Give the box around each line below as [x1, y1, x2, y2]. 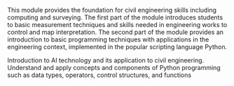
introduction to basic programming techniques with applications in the [7, 35, 209, 44]
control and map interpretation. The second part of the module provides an [7, 28, 224, 36]
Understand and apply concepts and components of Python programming [7, 64, 221, 71]
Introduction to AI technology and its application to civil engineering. [7, 56, 205, 64]
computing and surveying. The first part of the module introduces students [7, 13, 223, 21]
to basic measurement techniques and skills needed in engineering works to [7, 21, 228, 28]
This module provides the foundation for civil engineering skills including [7, 6, 217, 14]
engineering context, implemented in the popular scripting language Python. [7, 43, 228, 51]
